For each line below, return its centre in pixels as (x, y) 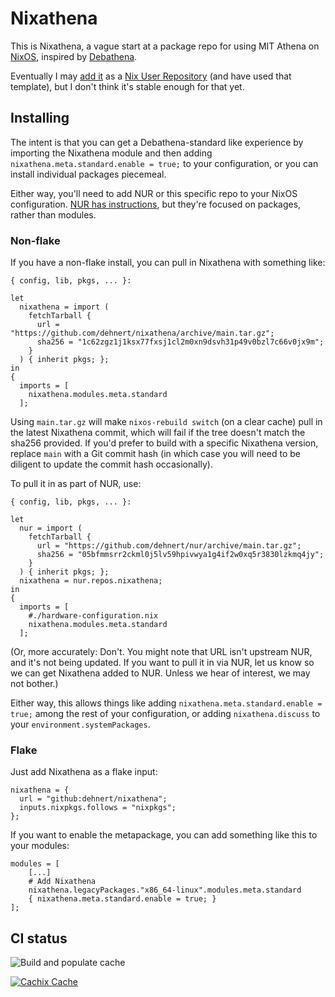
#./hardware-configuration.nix (93, 616)
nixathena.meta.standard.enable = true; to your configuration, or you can (164, 163)
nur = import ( (51, 528)
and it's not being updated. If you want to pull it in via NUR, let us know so (162, 663)
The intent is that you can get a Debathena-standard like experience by (157, 142)
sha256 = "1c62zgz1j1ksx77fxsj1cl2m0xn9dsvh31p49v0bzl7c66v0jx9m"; (180, 342)
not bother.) (34, 684)
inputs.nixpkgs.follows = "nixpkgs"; (98, 808)
